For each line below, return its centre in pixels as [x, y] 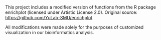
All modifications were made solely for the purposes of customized [74, 27]
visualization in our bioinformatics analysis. [50, 32]
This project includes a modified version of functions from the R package [81, 7]
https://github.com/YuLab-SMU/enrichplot [49, 18]
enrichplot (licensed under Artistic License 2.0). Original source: [71, 12]
